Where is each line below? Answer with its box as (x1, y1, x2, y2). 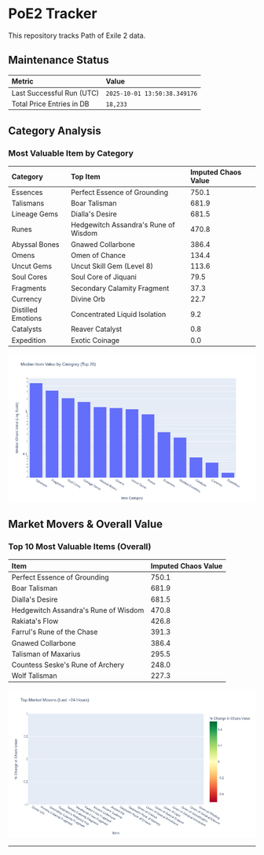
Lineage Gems (11, 209, 59, 219)
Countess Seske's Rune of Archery (11, 660, 124, 669)
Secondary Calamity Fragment (70, 283, 170, 293)
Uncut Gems (11, 261, 53, 271)
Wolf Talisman (11, 671, 57, 680)
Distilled (11, 305, 38, 315)
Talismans (11, 198, 45, 208)
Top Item (70, 171, 101, 181)
